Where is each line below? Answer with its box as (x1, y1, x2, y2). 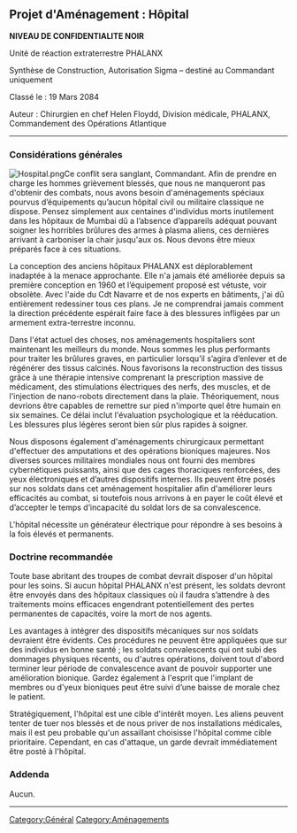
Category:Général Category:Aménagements (9, 814, 170, 824)
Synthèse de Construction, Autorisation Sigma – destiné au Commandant (9, 65, 275, 75)
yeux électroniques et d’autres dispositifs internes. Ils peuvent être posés (9, 474, 276, 485)
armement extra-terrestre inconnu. (9, 318, 136, 328)
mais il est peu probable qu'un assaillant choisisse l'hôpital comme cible (9, 728, 272, 738)
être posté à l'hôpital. (9, 746, 87, 757)
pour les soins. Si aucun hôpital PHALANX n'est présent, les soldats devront (9, 580, 286, 591)
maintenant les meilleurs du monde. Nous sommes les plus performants (9, 344, 271, 355)
